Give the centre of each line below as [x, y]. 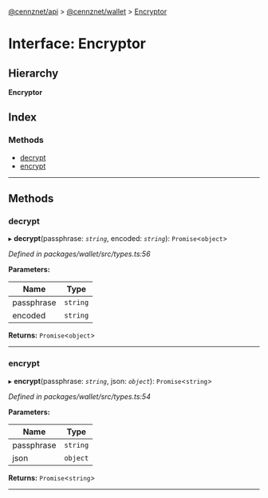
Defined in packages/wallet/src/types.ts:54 [80, 396]
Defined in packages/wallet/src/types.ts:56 [79, 254]
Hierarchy [33, 73]
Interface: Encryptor [77, 44]
